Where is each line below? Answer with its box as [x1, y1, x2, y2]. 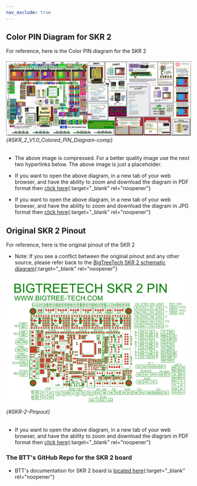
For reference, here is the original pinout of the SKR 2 [6, 241, 135, 248]
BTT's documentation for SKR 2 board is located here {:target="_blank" [14, 467, 186, 474]
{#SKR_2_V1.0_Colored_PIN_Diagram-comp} [6, 136, 113, 144]
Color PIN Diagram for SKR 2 [6, 32, 112, 42]
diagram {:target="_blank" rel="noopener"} [14, 265, 118, 272]
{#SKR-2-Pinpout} [6, 408, 50, 415]
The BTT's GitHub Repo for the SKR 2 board [6, 454, 133, 462]
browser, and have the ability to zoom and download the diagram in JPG [14, 202, 189, 209]
